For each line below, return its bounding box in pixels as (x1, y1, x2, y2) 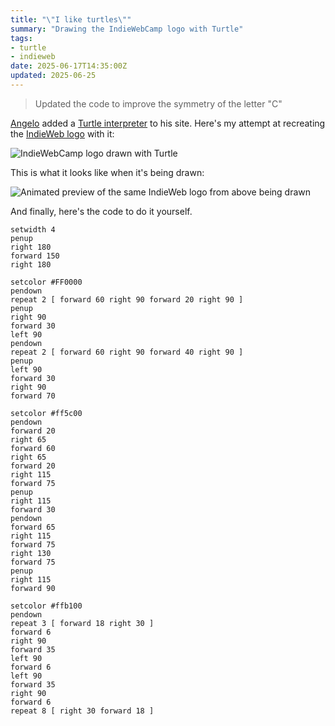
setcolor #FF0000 (10, 277, 83, 287)
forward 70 (10, 391, 56, 401)
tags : (10, 33, 33, 43)
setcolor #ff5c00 (10, 408, 83, 418)
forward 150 (10, 251, 60, 261)
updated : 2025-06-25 (10, 71, 97, 81)
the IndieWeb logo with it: (10, 127, 115, 140)
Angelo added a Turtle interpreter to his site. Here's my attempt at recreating (10, 117, 326, 129)
